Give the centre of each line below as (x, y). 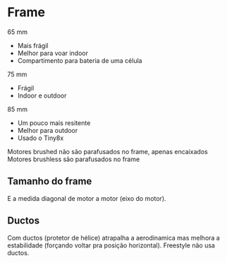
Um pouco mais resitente (54, 123)
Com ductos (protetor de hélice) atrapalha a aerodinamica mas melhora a (114, 238)
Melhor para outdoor (48, 130)
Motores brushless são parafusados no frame (74, 159)
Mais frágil (33, 45)
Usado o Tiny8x (41, 138)
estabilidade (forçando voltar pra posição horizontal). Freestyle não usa (111, 245)
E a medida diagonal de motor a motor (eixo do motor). (87, 198)
